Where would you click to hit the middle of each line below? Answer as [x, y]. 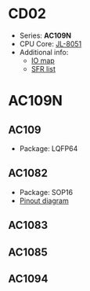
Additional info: [44, 52]
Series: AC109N [45, 35]
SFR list [43, 68]
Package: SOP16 [46, 192]
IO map [43, 61]
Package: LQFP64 [49, 148]
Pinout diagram [44, 201]
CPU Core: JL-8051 [50, 43]
